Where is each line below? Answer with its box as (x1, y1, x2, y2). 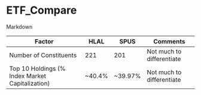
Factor (35, 37, 54, 45)
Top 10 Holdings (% (9, 64, 66, 72)
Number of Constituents (9, 51, 77, 59)
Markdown (6, 23, 33, 30)
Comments (153, 37, 185, 45)
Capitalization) (9, 79, 50, 87)
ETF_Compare (6, 4, 77, 17)
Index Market (9, 72, 47, 80)
